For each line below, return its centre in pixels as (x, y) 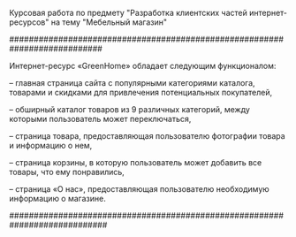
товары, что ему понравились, (67, 172)
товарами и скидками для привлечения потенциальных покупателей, (140, 92)
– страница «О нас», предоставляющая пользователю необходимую (139, 189)
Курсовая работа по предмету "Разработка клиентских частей (128, 13)
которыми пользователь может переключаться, (100, 119)
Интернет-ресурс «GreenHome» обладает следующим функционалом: (143, 66)
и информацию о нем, (51, 145)
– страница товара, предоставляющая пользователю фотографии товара (147, 136)
